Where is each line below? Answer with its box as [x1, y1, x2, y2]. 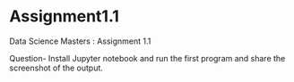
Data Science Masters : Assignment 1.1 [9, 36, 151, 46]
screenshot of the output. [9, 62, 103, 73]
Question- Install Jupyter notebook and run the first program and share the [9, 53, 286, 63]
